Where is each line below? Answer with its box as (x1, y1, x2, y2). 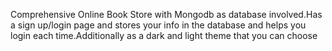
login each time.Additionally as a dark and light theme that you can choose (10, 30, 318, 41)
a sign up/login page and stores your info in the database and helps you (10, 19, 307, 31)
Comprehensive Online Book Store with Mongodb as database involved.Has (10, 9, 323, 20)
